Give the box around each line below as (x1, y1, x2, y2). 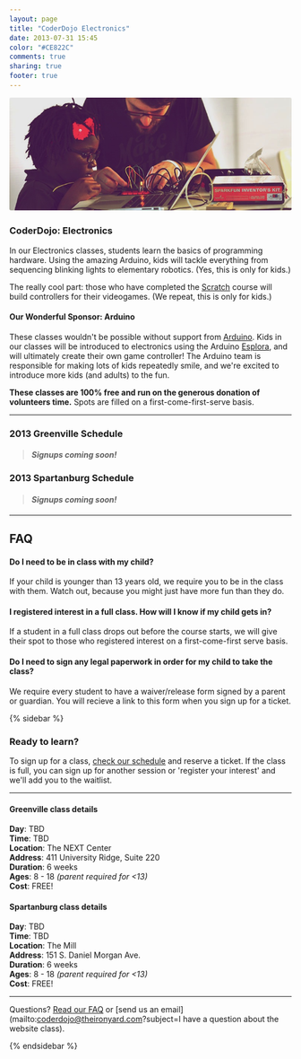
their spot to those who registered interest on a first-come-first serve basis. (9, 635, 288, 646)
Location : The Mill (9, 941, 77, 951)
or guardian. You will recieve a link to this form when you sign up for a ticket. (9, 696, 291, 706)
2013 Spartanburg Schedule (9, 472, 134, 485)
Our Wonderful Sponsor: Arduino (9, 311, 136, 322)
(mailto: (9, 1014, 38, 1025)
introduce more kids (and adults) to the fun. (9, 369, 170, 381)
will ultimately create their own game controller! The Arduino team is (9, 350, 262, 361)
